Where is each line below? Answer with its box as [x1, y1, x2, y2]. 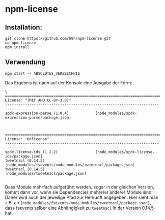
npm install [5, 45, 29, 50]
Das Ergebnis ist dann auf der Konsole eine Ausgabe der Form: [5, 80, 133, 86]
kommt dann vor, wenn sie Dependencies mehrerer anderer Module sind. [5, 189, 153, 195]
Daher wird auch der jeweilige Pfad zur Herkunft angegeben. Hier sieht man [5, 194, 159, 200]
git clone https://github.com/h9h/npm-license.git [5, 36, 111, 41]
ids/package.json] [5, 154, 43, 158]
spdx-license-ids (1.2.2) [5, 149, 58, 155]
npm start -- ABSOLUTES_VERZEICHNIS [5, 71, 80, 76]
